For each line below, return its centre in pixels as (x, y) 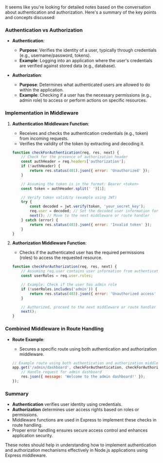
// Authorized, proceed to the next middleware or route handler (89, 307)
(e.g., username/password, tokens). (55, 55)
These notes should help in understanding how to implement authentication (81, 445)
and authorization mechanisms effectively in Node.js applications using (76, 450)
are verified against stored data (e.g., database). (68, 66)
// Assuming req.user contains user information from (77, 271)
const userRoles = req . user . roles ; (57, 276)
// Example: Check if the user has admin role (69, 285)
